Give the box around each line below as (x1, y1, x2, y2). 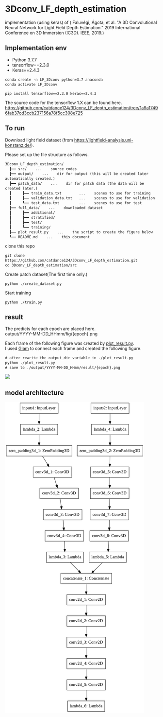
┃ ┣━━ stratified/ (9, 215, 55, 220)
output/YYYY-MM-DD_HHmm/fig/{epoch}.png (5, 331, 98, 337)
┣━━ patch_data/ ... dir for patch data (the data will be (9, 181, 145, 186)
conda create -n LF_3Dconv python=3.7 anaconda (5, 77, 103, 82)
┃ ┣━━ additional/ (9, 210, 55, 215)
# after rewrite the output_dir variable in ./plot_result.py (5, 356, 133, 361)
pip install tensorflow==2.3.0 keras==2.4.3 (5, 91, 97, 96)
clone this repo (5, 243, 35, 249)
